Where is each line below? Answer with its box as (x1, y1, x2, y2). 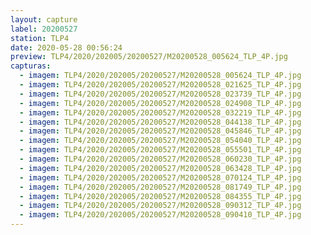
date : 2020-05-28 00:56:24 (10, 42, 123, 53)
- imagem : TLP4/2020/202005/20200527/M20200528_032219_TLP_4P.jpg (19, 107, 302, 118)
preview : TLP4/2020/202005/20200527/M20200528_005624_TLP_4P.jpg (10, 52, 288, 62)
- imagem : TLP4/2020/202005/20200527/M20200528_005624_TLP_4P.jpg (19, 71, 302, 81)
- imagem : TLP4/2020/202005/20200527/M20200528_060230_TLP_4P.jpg (19, 154, 302, 164)
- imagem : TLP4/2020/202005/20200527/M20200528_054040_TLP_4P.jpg (19, 136, 302, 146)
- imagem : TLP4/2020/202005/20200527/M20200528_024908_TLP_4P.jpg (19, 98, 302, 108)
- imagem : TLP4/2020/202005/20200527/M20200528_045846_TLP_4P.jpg (19, 126, 302, 136)
